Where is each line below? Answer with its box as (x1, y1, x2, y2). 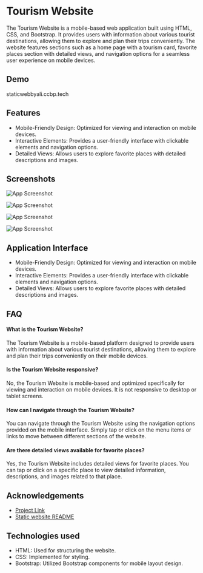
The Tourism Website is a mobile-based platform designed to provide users (6, 339, 195, 347)
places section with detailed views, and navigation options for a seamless (6, 50, 190, 57)
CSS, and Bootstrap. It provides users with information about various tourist (6, 30, 195, 38)
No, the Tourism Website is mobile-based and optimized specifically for (6, 379, 185, 387)
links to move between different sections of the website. (6, 433, 147, 440)
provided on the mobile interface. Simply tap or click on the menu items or (6, 426, 191, 433)
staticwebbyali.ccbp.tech (6, 90, 69, 98)
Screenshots (6, 174, 56, 184)
